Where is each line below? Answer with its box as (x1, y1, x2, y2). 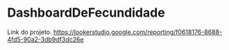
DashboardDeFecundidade (7, 5, 165, 21)
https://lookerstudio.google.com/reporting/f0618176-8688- (53, 28, 223, 36)
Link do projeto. (7, 28, 52, 36)
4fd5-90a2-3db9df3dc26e (7, 35, 85, 43)
